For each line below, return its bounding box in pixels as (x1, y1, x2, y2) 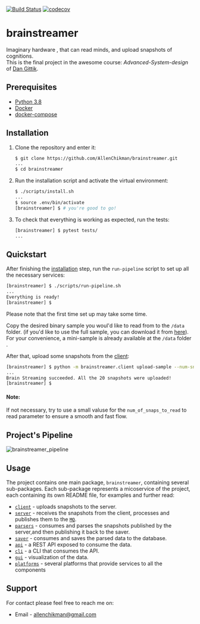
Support (6, 584, 37, 594)
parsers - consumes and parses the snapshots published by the (14, 522, 172, 529)
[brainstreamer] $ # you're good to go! (14, 205, 117, 211)
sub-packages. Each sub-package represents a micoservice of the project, (6, 485, 190, 493)
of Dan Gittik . (6, 65, 39, 72)
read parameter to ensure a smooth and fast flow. (6, 413, 128, 420)
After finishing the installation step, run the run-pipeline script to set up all (6, 265, 189, 272)
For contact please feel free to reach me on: (6, 599, 114, 606)
